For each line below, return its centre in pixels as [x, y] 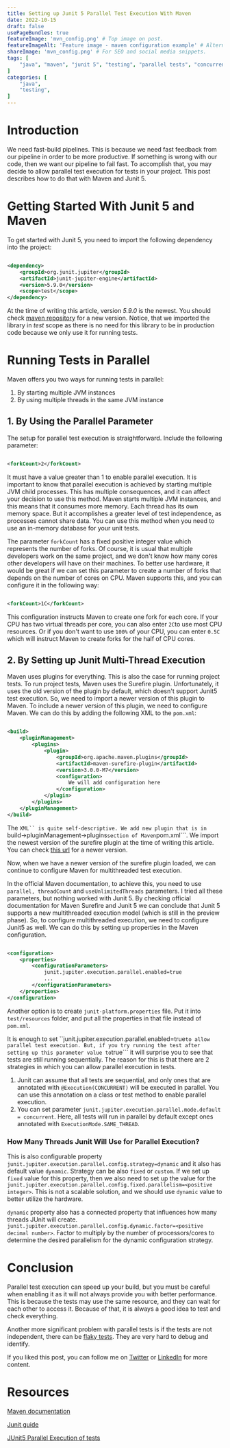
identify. [18, 1344]
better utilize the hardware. [45, 1199]
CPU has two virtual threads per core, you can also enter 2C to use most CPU [115, 624]
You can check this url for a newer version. [67, 850]
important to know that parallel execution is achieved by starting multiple [110, 484]
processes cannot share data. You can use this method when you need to [111, 521]
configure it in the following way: [53, 585]
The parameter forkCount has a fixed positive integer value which [99, 541]
